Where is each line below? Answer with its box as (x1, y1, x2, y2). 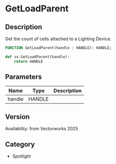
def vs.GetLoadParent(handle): (5, 54, 70, 59)
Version (5, 112, 30, 121)
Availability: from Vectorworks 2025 (5, 126, 78, 132)
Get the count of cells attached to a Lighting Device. (5, 36, 112, 42)
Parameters (5, 73, 42, 81)
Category (5, 140, 35, 149)
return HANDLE (14, 59, 43, 64)
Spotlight (12, 153, 31, 159)
